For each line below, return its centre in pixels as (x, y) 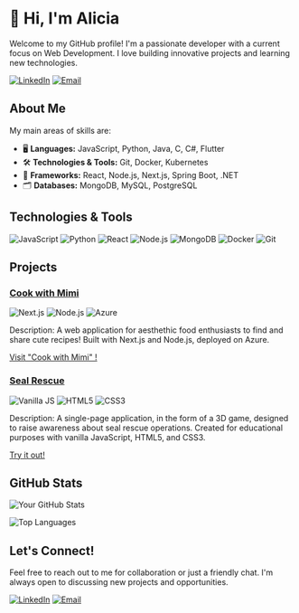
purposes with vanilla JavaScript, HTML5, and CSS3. (107, 437)
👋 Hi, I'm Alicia (65, 19)
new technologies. (44, 62)
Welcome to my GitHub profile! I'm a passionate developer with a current (145, 43)
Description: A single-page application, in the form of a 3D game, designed (149, 418)
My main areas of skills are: (60, 130)
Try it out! (27, 455)
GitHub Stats (46, 483)
